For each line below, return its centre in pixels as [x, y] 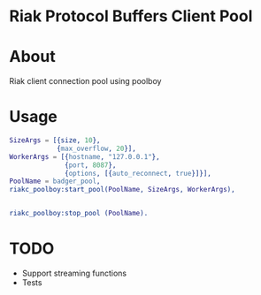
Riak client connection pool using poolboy [85, 81]
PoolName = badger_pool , [55, 182]
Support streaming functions [74, 273]
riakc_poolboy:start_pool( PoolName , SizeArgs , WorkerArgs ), [123, 190]
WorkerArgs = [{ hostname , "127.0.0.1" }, [85, 156]
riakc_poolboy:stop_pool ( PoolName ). [79, 214]
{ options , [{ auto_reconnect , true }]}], [138, 173]
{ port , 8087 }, [91, 165]
